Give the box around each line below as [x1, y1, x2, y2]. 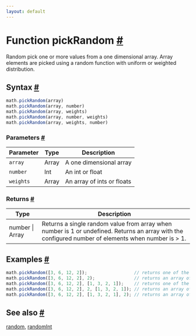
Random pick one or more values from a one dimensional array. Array [6, 53, 173, 60]
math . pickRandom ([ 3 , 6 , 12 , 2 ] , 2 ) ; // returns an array [6, 275, 184, 281]
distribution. [6, 65, 35, 72]
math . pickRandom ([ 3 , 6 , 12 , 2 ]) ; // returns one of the [6, 270, 190, 276]
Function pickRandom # [6, 33, 124, 47]
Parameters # [6, 133, 45, 141]
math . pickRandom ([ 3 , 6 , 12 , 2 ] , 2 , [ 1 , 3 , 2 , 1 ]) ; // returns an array [6, 286, 184, 292]
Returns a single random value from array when [41, 220, 172, 228]
